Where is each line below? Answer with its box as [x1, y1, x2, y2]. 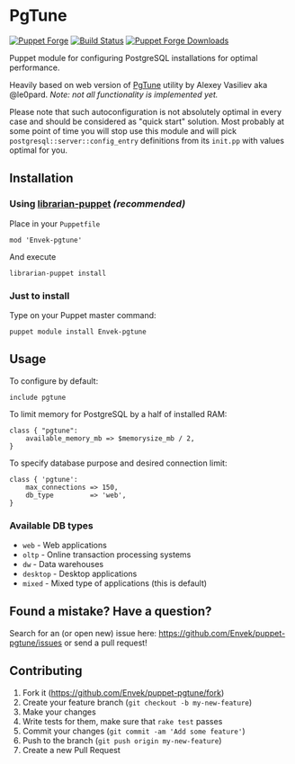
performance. [9, 62, 60, 73]
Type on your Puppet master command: [9, 309, 156, 320]
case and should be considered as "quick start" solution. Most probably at [9, 116, 285, 127]
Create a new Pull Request [22, 744, 121, 755]
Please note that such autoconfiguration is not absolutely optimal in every [9, 106, 282, 117]
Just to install [9, 289, 70, 302]
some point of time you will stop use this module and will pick [9, 125, 237, 136]
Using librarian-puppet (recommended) [9, 198, 186, 210]
